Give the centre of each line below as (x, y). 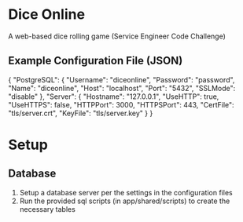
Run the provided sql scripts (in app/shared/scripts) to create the (125, 201)
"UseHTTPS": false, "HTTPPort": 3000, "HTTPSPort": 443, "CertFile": (121, 104)
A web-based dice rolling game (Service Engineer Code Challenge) (117, 36)
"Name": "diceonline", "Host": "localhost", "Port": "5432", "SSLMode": (122, 88)
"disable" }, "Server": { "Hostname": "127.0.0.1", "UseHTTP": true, (114, 96)
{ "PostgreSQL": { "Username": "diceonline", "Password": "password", (121, 79)
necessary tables (48, 209)
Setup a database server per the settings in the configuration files (126, 192)
